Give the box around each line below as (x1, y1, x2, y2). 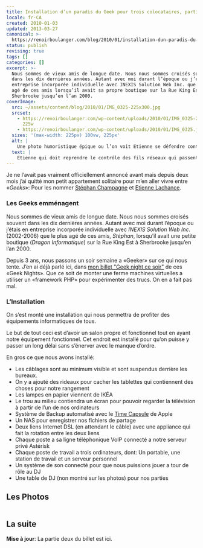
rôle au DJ (14, 468, 41, 475)
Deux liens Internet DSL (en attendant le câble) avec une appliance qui (14, 423, 191, 430)
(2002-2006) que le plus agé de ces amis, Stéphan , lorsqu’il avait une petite (6, 232, 196, 239)
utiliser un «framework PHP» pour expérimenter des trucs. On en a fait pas (6, 276, 192, 283)
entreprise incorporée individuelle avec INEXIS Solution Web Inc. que (11, 82, 196, 88)
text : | (11, 149, 31, 155)
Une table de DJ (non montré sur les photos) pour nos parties (14, 474, 169, 482)
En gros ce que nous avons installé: (6, 354, 95, 361)
